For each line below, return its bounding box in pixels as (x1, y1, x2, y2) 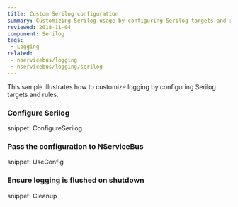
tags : (7, 37, 23, 44)
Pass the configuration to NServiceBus (7, 141, 144, 151)
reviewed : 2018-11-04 (7, 23, 72, 30)
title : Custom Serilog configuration (7, 10, 119, 18)
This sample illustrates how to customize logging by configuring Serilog (7, 82, 216, 91)
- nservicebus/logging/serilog (10, 63, 103, 70)
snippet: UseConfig (7, 157, 64, 167)
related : (7, 50, 33, 57)
